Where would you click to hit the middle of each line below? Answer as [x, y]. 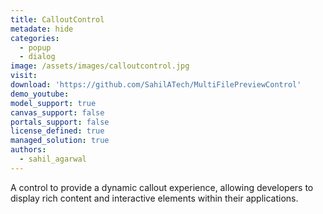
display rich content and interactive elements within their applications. [154, 198]
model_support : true [53, 103]
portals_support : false [60, 122]
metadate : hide [42, 29]
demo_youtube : [40, 94]
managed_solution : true [60, 141]
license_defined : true [57, 131]
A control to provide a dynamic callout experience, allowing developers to [162, 187]
